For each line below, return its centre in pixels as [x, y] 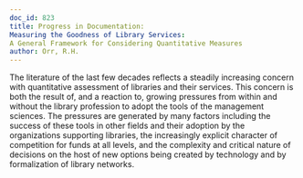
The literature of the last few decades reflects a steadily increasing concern [152, 77]
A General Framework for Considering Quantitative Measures [126, 43]
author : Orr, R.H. [44, 52]
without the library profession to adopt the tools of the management [137, 106]
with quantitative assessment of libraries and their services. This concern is [151, 87]
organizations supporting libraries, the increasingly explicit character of [144, 135]
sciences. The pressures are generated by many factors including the [140, 116]
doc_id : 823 [32, 18]
